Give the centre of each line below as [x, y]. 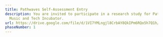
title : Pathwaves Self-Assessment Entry [47, 9]
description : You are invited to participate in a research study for [78, 14]
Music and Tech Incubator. [37, 18]
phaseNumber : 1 [20, 27]
